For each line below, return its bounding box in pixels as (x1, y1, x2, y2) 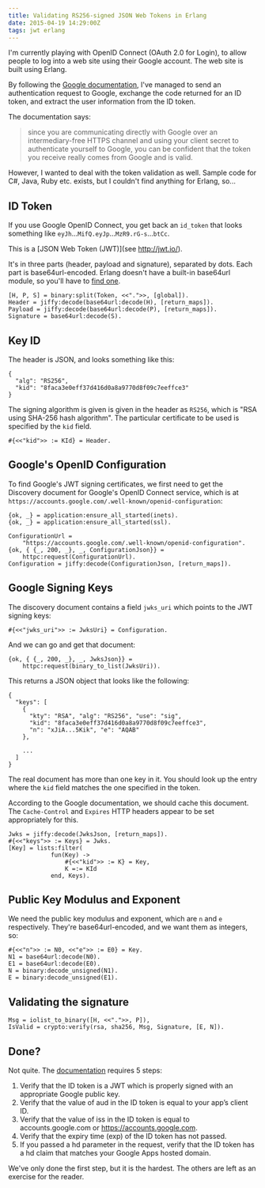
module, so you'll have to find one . (8, 276, 121, 286)
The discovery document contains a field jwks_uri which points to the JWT (8, 602, 253, 611)
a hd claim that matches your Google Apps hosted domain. (19, 1148, 211, 1158)
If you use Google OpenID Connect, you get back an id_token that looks (8, 221, 243, 230)
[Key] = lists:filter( (8, 844, 83, 852)
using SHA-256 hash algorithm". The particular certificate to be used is (8, 413, 240, 422)
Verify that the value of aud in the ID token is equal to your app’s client (19, 1098, 248, 1107)
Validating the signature (8, 995, 129, 1008)
